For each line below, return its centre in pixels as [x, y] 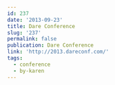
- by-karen [29, 71]
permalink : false [32, 39]
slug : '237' [24, 33]
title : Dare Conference [41, 26]
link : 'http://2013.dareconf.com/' [58, 52]
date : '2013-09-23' [35, 20]
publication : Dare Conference [51, 45]
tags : [15, 58]
